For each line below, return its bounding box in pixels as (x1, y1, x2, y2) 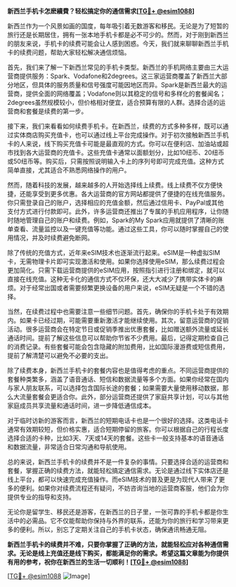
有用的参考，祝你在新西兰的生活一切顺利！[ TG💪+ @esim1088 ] (7, 558, 189, 566)
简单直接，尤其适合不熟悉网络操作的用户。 (7, 166, 131, 174)
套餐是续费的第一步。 (25, 107, 88, 115)
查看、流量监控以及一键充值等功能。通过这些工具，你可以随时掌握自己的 (13, 225, 223, 233)
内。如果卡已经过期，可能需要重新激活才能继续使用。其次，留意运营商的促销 (7, 316, 229, 324)
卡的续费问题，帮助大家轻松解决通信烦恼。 (7, 49, 131, 56)
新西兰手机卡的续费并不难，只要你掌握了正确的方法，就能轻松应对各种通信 (7, 541, 223, 548)
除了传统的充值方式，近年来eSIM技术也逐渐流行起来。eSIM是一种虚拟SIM (7, 249, 221, 257)
